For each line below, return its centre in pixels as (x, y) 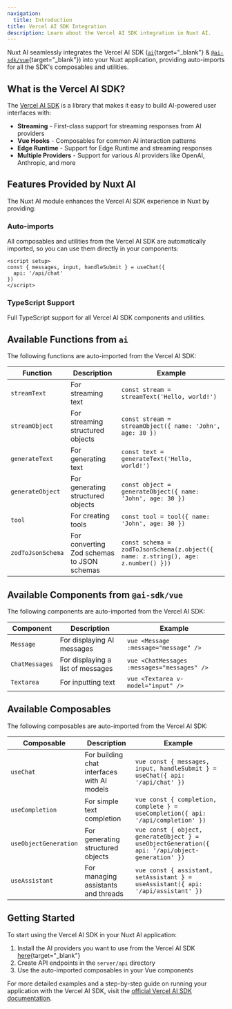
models (97, 789)
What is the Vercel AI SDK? (66, 89)
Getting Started (41, 918)
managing (101, 876)
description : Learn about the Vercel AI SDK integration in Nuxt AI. (109, 33)
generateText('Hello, (157, 459)
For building (104, 754)
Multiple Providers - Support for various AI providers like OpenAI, (111, 155)
